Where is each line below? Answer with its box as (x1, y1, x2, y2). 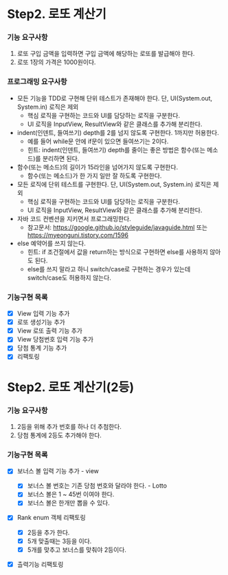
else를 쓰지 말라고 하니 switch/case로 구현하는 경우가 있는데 (27, 264, 191, 273)
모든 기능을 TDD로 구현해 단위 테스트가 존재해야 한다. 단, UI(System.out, (16, 94, 213, 102)
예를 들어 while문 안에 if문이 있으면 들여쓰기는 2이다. (27, 137, 169, 145)
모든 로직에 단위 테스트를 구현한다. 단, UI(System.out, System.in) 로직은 (16, 180, 212, 188)
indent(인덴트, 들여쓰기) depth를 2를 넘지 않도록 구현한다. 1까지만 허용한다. (16, 128, 220, 136)
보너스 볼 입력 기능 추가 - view (16, 467, 100, 475)
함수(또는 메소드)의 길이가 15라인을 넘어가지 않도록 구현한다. (16, 163, 179, 171)
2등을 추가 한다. (27, 528, 70, 536)
